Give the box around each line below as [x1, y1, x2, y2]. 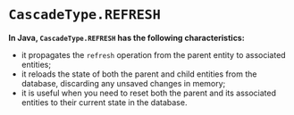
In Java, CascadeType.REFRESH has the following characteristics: [8, 32, 245, 43]
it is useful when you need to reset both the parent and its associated [21, 87, 277, 98]
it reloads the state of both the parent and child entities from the [21, 69, 257, 79]
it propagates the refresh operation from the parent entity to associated [21, 49, 287, 60]
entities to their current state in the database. [21, 96, 188, 108]
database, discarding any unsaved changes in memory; [21, 78, 226, 88]
